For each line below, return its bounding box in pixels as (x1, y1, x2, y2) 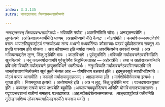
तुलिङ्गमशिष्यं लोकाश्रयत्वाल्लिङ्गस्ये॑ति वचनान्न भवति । (5, 96, 90, 102)
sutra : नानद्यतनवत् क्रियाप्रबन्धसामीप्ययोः (5, 12, 65, 17)
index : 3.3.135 (5, 7, 36, 12)
